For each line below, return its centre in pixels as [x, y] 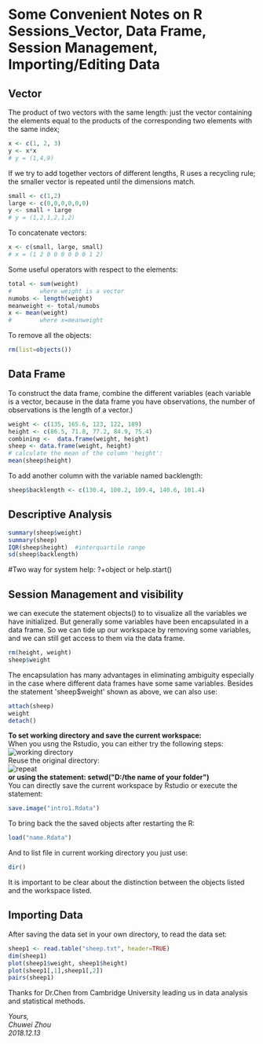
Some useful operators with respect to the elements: [93, 269]
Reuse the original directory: [54, 760]
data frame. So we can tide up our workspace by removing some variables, [130, 630]
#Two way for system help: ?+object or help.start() [90, 570]
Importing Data [46, 916]
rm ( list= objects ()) [40, 350]
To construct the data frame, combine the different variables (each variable [130, 393]
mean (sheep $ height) [40, 461]
